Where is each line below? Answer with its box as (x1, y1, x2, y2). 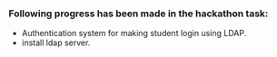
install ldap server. (21, 37, 91, 48)
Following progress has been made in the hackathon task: (8, 7, 269, 20)
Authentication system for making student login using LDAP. (21, 28, 247, 39)
